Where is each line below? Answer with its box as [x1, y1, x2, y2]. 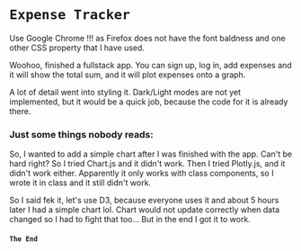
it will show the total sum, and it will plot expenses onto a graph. [9, 69, 246, 80]
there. [9, 105, 31, 116]
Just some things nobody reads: [9, 128, 155, 140]
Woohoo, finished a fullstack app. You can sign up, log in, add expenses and [9, 59, 292, 70]
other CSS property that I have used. [9, 42, 146, 53]
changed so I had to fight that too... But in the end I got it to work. [9, 214, 252, 225]
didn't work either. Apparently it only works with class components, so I [9, 168, 274, 179]
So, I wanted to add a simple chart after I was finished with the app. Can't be [9, 148, 293, 159]
